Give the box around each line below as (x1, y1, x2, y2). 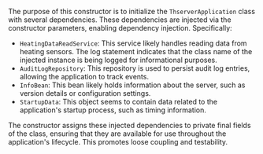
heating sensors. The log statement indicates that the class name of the (19, 47, 253, 56)
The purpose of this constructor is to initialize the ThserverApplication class (8, 7, 256, 16)
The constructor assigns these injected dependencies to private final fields (8, 121, 251, 130)
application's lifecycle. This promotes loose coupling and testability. (8, 137, 228, 146)
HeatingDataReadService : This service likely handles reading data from (19, 38, 247, 48)
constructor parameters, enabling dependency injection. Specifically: (8, 24, 232, 32)
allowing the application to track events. (19, 72, 150, 81)
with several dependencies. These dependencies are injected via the (8, 15, 232, 24)
